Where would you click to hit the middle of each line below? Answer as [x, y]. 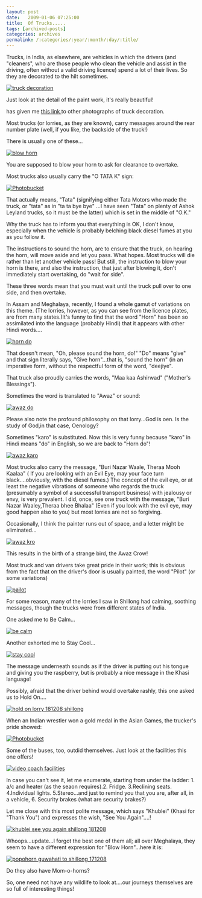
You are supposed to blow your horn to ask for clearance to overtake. [93, 164]
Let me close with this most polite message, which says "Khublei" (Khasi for [100, 811]
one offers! [20, 757]
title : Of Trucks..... [36, 23]
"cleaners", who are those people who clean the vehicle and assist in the [96, 63]
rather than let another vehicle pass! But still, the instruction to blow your [96, 261]
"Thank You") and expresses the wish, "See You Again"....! [79, 817]
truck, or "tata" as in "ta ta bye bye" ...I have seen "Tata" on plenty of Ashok [100, 206]
